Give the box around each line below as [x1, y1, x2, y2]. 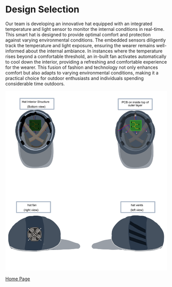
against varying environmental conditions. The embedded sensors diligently [5, 37, 166, 43]
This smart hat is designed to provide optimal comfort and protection [5, 31, 151, 37]
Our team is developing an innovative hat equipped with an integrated [5, 21, 152, 27]
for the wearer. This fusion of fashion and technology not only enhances [5, 64, 158, 70]
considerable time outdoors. [5, 81, 65, 87]
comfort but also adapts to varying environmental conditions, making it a [5, 69, 159, 75]
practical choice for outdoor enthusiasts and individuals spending [5, 75, 144, 81]
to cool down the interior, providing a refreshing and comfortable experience [5, 59, 167, 65]
